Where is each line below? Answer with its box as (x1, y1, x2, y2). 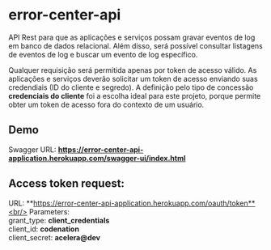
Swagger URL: (8, 144, 57, 155)
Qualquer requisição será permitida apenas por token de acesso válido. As (8, 65, 257, 74)
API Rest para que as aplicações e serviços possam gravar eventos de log (8, 32, 256, 42)
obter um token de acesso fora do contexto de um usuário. (8, 100, 205, 109)
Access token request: (8, 176, 125, 191)
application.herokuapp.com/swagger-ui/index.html (8, 153, 186, 163)
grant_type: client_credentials (8, 215, 110, 225)
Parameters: (28, 206, 70, 216)
